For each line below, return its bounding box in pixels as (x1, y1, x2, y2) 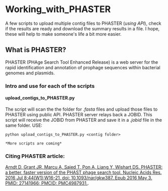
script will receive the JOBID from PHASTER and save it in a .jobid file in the (5, 117, 162, 123)
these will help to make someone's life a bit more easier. (5, 31, 122, 37)
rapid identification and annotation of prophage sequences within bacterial (5, 64, 160, 70)
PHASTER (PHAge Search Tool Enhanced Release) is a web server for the (5, 59, 158, 65)
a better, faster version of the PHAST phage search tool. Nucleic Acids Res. (5, 169, 162, 175)
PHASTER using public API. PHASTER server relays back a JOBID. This (5, 111, 152, 117)
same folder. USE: (5, 122, 43, 128)
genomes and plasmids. (5, 70, 55, 76)
